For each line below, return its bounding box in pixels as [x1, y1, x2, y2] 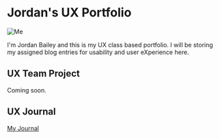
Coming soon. [7, 86, 46, 94]
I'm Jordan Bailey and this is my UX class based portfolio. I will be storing [7, 40, 213, 49]
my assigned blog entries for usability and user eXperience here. [7, 48, 189, 56]
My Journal [7, 124, 40, 132]
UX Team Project [7, 68, 81, 79]
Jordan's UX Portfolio [7, 5, 132, 21]
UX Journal [7, 106, 56, 118]
